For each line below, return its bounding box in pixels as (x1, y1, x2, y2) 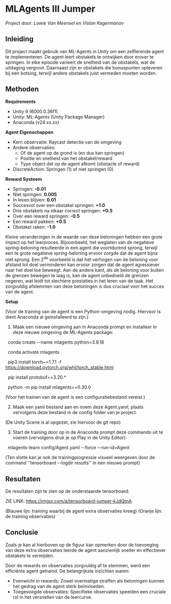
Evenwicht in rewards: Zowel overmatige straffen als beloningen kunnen (12, 577, 165, 584)
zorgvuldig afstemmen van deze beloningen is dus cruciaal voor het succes (5, 283, 164, 289)
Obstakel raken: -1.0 (12, 224, 56, 230)
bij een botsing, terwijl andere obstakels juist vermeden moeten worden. (5, 70, 157, 76)
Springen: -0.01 (12, 186, 46, 192)
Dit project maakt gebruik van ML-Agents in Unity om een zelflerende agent (5, 48, 164, 54)
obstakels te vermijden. (5, 552, 55, 559)
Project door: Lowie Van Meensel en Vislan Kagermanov (5, 20, 124, 26)
